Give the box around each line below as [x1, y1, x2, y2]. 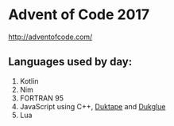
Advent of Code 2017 [8, 6, 150, 24]
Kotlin [19, 76, 39, 85]
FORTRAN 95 [19, 93, 64, 103]
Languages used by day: [8, 55, 133, 69]
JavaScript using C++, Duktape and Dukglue [19, 101, 166, 111]
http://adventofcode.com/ [8, 32, 93, 41]
